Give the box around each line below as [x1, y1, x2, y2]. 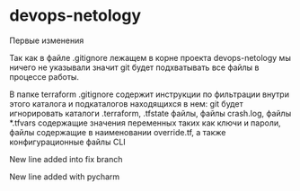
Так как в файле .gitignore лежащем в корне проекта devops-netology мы [9, 52, 292, 63]
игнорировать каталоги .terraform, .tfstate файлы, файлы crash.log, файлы [9, 108, 292, 118]
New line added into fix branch [9, 153, 123, 164]
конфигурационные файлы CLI [9, 136, 126, 147]
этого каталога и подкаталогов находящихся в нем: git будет [9, 98, 244, 109]
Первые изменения [9, 35, 84, 46]
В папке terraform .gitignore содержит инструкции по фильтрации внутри [9, 89, 290, 100]
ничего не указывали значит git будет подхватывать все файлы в [9, 62, 260, 73]
